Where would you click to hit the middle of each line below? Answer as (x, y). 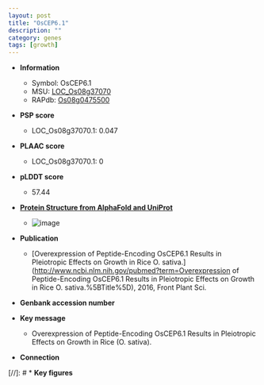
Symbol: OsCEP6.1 (61, 83)
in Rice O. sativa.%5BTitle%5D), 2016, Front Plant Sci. (119, 287)
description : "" (35, 30)
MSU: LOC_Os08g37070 (71, 91)
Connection (39, 357)
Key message (42, 318)
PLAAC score (42, 146)
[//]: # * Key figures (40, 373)
